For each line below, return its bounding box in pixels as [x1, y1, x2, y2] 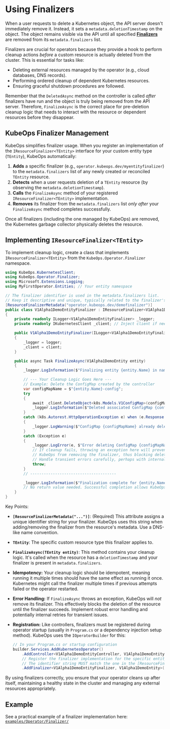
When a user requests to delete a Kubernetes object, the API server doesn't [5, 20, 163, 26]
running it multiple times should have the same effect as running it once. [12, 575, 163, 581]
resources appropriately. [5, 685, 57, 692]
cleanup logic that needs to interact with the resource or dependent [5, 109, 146, 115]
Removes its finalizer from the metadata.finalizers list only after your [12, 200, 159, 207]
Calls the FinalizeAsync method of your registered [12, 190, 118, 196]
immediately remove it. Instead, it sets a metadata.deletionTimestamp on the [5, 25, 163, 31]
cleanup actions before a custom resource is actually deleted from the [5, 52, 152, 58]
